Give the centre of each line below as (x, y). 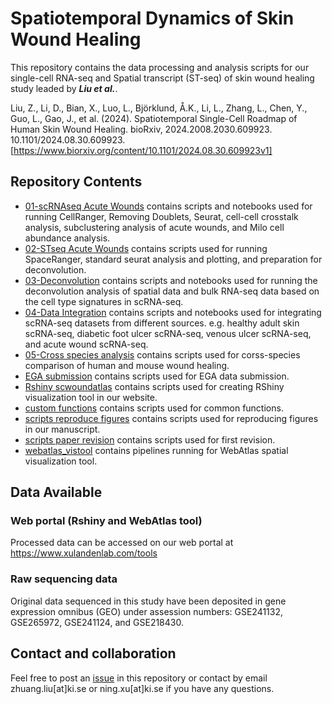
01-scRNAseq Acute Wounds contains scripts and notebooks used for (168, 206)
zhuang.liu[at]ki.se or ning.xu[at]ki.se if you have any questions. (142, 688)
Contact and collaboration (93, 653)
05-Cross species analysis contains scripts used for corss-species (162, 354)
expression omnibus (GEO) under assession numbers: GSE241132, (147, 611)
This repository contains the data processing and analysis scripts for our (160, 67)
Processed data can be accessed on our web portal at (122, 543)
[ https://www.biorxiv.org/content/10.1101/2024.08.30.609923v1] (141, 150)
